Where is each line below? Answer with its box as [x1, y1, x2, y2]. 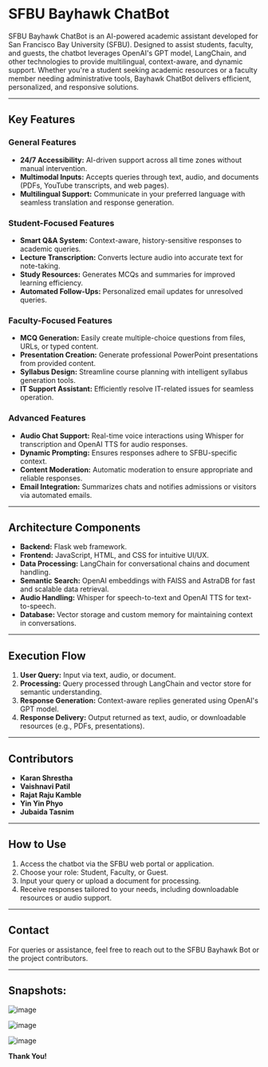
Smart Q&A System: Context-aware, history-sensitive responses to [19, 235, 242, 245]
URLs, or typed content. [19, 341, 99, 352]
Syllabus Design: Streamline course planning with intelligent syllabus [19, 367, 249, 376]
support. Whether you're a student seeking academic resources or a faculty [8, 65, 258, 74]
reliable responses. [19, 473, 83, 483]
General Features [8, 137, 77, 148]
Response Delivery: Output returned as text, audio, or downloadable [19, 713, 246, 723]
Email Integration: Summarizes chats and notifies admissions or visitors [19, 481, 257, 492]
